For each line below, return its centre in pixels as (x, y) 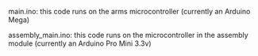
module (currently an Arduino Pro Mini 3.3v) (80, 43)
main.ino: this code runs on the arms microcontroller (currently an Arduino (129, 11)
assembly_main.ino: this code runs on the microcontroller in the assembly (128, 35)
